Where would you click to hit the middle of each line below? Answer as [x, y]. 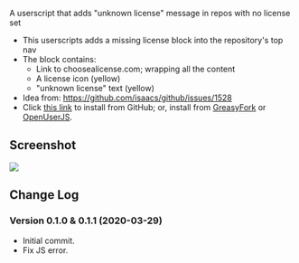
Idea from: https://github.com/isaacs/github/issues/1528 [127, 98]
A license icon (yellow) [78, 79]
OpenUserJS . [47, 117]
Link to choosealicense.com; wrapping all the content [135, 69]
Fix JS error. [45, 250]
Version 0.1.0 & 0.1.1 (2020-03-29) [86, 221]
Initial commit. [48, 240]
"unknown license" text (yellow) [95, 88]
